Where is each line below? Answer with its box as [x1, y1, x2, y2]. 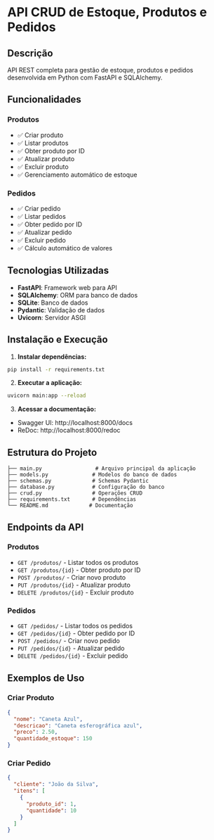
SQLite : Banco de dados [17, 298, 88, 307]
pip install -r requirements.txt [7, 366, 105, 373]
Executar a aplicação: [17, 378, 83, 387]
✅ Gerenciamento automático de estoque [17, 170, 138, 179]
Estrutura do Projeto [7, 446, 98, 458]
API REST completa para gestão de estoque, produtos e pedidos [7, 66, 194, 74]
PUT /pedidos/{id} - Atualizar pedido [17, 644, 125, 653]
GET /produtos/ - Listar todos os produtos [17, 558, 139, 566]
